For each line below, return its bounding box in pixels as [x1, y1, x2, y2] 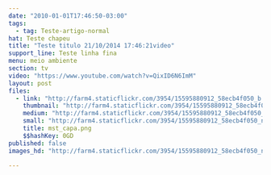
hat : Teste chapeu [8, 34, 70, 43]
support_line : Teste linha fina [8, 49, 117, 57]
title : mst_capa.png [23, 124, 92, 132]
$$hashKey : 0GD [23, 131, 74, 140]
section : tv [8, 65, 48, 73]
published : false [8, 139, 67, 148]
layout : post [8, 79, 52, 87]
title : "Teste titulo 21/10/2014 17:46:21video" [8, 42, 175, 50]
